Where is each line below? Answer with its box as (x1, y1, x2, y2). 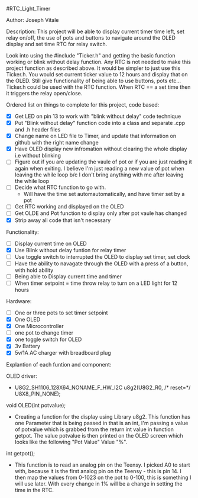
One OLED (14, 316, 40, 323)
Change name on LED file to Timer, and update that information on (14, 133, 177, 140)
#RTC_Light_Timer (6, 5, 51, 12)
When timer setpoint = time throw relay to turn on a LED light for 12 (14, 279, 178, 287)
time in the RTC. (14, 487, 54, 494)
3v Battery (14, 343, 40, 350)
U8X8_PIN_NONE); (14, 390, 61, 397)
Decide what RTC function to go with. (14, 184, 106, 191)
